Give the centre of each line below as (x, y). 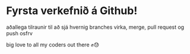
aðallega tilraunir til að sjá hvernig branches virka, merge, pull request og (95, 27)
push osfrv (19, 33)
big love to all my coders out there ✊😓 (53, 45)
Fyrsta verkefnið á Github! (72, 11)
